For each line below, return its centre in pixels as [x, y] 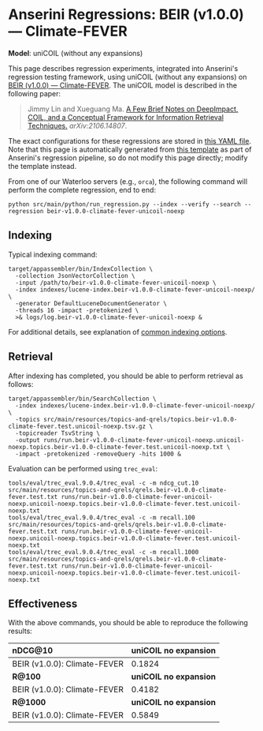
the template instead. [43, 166]
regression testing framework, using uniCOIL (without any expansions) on [128, 77]
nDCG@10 [33, 650]
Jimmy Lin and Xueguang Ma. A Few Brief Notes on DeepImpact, [133, 109]
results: [20, 631]
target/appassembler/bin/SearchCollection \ [82, 399]
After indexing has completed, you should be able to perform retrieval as [126, 376]
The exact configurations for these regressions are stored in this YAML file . [130, 141]
